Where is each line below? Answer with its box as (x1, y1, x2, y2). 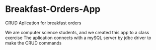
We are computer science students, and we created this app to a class (5, 29, 150, 35)
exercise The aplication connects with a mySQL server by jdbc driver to (5, 35, 152, 41)
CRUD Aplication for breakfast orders (5, 20, 81, 26)
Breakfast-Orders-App (5, 3, 101, 15)
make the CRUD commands (5, 40, 62, 46)
